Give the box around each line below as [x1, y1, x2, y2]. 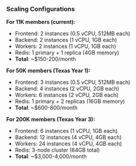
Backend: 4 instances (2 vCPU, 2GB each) [14, 85, 120, 92]
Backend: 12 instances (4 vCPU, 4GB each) [14, 134, 122, 141]
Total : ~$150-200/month [14, 56, 76, 63]
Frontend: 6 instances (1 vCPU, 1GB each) [14, 128, 118, 135]
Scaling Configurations [6, 5, 75, 13]
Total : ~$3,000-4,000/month [14, 153, 87, 160]
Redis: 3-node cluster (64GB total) [14, 146, 100, 154]
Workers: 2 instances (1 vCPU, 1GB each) [14, 43, 117, 50]
